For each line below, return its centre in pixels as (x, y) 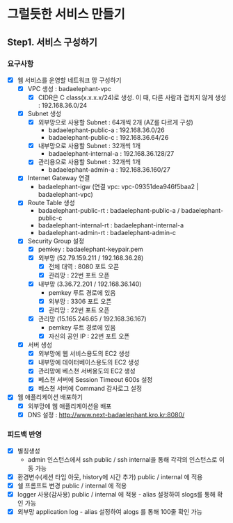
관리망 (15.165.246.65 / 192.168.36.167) (93, 319)
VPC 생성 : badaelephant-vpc (69, 88)
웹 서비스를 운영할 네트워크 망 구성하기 (69, 80)
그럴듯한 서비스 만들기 (66, 14)
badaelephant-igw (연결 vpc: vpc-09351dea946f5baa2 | (118, 187)
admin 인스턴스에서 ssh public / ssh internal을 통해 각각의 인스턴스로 (122, 459)
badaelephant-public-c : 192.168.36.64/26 (109, 138)
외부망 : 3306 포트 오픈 (80, 301)
